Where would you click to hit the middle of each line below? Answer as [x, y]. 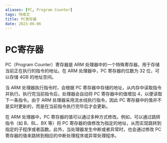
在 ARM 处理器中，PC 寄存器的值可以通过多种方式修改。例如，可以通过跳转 [83, 117]
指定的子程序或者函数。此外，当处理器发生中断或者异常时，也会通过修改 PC [83, 130]
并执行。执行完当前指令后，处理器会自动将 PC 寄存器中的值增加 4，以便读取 [84, 94]
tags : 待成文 [17, 14]
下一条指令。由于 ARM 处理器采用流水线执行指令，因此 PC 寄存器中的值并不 [83, 100]
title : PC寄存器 [21, 19]
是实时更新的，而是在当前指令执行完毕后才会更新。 [58, 106]
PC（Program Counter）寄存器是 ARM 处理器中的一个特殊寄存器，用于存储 [82, 65]
